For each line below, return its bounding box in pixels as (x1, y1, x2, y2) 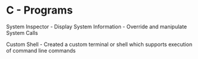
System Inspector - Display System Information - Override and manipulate (6, 23, 187, 30)
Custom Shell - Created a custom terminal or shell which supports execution (6, 41, 193, 48)
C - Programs (6, 4, 73, 17)
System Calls (6, 29, 39, 36)
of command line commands (6, 47, 76, 54)
